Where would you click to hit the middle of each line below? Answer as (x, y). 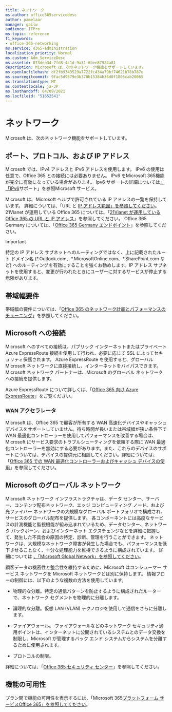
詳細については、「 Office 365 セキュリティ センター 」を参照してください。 (84, 667)
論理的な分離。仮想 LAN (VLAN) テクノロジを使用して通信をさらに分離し (90, 608)
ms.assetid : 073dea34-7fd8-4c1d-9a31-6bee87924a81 (61, 63)
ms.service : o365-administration (41, 48)
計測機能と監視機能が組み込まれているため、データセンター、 (79, 524)
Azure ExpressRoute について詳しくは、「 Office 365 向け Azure (72, 389)
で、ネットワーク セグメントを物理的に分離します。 (67, 597)
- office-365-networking (32, 44)
